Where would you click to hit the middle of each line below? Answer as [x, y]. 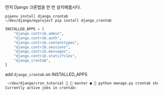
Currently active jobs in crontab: [41, 88]
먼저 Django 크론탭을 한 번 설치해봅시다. [43, 7]
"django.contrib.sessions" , [42, 47]
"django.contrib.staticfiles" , [45, 56]
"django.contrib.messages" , [42, 52]
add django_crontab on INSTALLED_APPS [46, 74]
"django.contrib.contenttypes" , [46, 43]
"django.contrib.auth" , [38, 38]
